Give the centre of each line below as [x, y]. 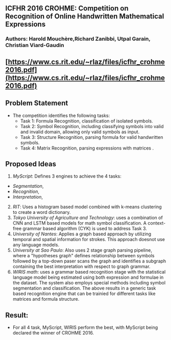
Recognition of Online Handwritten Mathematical [85, 17]
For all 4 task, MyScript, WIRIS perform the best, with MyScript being [85, 327]
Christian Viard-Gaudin [35, 45]
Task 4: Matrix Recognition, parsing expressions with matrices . [87, 148]
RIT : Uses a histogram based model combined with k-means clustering [87, 207]
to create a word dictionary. [42, 212]
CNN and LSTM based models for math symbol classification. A [80, 223]
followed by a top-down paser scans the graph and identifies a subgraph [89, 261]
